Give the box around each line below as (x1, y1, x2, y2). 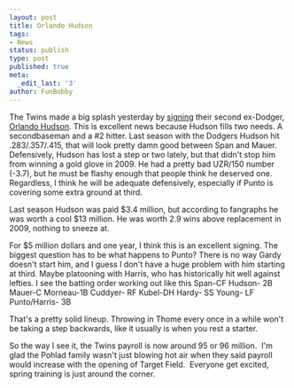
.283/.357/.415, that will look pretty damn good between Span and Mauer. (9, 139, 277, 151)
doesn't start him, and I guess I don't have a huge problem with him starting (9, 259, 285, 269)
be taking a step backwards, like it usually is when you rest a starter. (9, 322, 259, 333)
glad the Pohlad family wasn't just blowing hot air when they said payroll (9, 349, 273, 360)
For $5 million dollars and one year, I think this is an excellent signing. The (9, 240, 279, 251)
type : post (9, 54, 50, 63)
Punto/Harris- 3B (9, 296, 72, 307)
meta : (9, 71, 29, 80)
